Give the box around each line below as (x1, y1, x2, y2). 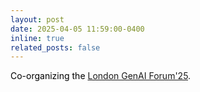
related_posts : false (10, 42, 101, 53)
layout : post (10, 14, 65, 25)
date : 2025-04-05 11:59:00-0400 (10, 24, 145, 34)
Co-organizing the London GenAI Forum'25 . (10, 70, 192, 82)
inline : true (10, 33, 65, 43)
